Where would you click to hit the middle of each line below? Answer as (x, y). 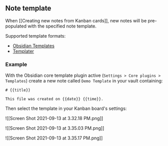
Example (16, 64)
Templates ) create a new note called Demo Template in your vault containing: (84, 81)
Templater (23, 51)
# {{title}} (18, 90)
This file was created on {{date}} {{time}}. (54, 99)
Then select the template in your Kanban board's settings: (66, 108)
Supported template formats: (36, 36)
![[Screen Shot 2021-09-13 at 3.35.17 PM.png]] (54, 138)
